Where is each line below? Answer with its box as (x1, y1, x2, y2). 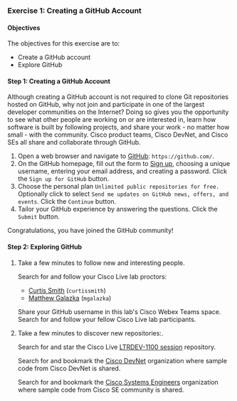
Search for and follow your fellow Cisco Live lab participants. (17, 315, 196, 323)
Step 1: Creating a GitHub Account (7, 77, 110, 85)
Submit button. (17, 212, 60, 221)
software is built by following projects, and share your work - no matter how (7, 123, 230, 132)
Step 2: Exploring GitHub (7, 242, 83, 251)
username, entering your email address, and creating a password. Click (17, 167, 228, 176)
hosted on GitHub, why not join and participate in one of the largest (7, 100, 205, 109)
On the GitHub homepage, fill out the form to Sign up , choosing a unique (17, 160, 231, 168)
